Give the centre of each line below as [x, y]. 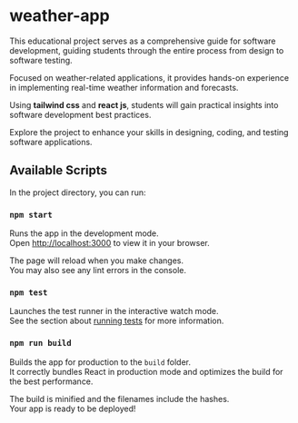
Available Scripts [58, 170]
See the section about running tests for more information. [117, 321]
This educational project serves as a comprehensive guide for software [143, 41]
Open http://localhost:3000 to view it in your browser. [110, 243]
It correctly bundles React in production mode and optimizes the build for [146, 371]
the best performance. [51, 381]
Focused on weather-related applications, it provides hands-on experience [149, 77]
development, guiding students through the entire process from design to [147, 50]
